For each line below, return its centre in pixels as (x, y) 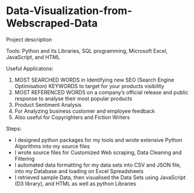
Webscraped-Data (52, 23)
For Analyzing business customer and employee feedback (85, 111)
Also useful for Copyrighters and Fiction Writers (72, 117)
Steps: (14, 128)
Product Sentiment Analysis (48, 104)
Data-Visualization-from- (69, 11)
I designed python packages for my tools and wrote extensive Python (98, 140)
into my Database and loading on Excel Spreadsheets (79, 171)
